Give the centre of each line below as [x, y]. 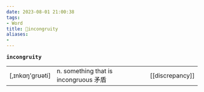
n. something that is [85, 71]
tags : [13, 18]
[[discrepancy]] [172, 75]
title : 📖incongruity [32, 29]
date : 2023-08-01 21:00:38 [40, 12]
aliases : [17, 34]
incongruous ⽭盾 [82, 80]
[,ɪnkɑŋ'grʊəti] [30, 75]
